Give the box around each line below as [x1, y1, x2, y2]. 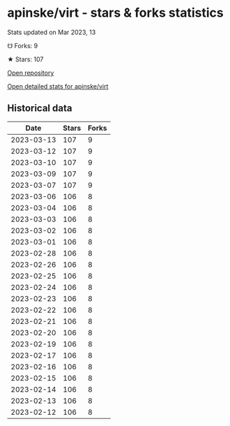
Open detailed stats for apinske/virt [7, 82, 109, 90]
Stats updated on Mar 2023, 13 [7, 28, 96, 36]
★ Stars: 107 [7, 54, 44, 64]
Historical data [7, 103, 72, 115]
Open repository [7, 68, 54, 77]
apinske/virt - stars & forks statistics [7, 5, 224, 21]
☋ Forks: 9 [7, 41, 38, 50]
